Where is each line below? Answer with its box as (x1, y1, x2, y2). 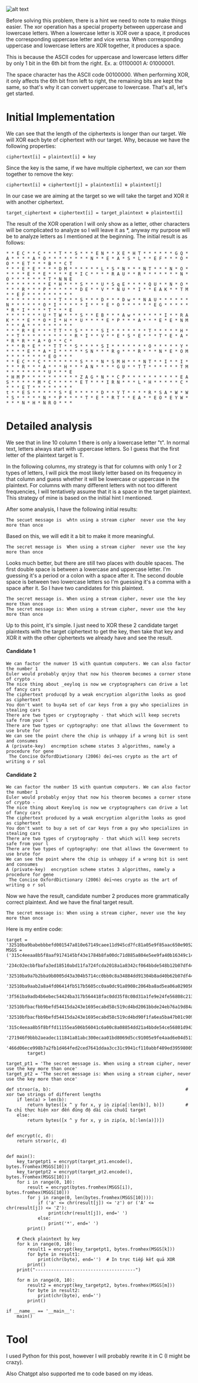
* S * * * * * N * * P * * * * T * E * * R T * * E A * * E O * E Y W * (6, 395, 189, 401)
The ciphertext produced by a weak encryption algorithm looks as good (6, 815, 186, 821)
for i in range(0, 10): (16, 1179, 75, 1186)
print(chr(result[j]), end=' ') (48, 1210, 128, 1216)
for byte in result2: (27, 1288, 81, 1293)
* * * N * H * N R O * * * (6, 400, 72, 406)
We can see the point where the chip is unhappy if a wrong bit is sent (6, 856, 189, 863)
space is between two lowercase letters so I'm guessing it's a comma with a (6, 578, 191, 585)
